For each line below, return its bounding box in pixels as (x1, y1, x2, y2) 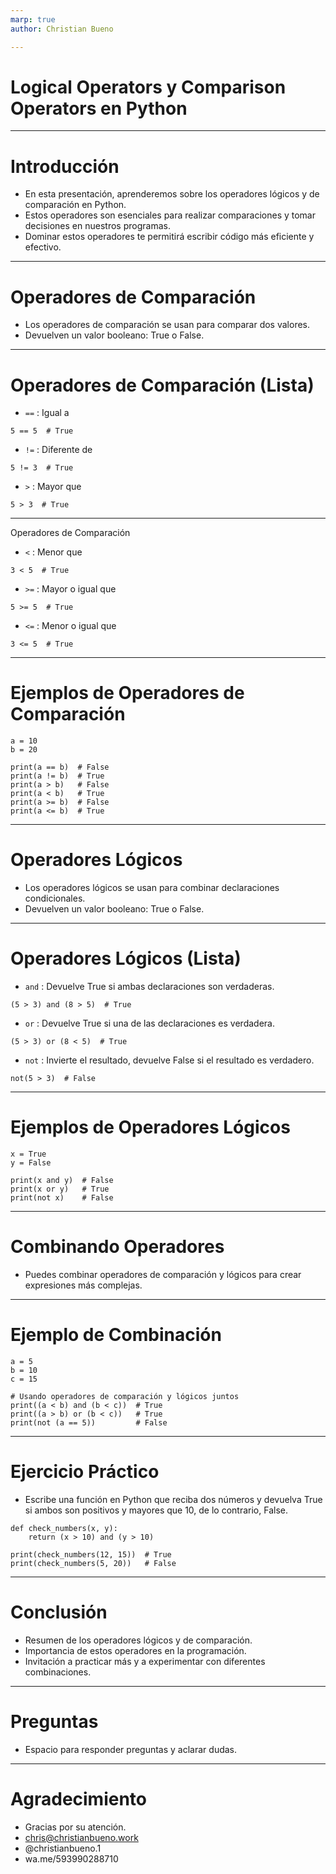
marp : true (10, 14, 56, 25)
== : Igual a (24, 407, 70, 419)
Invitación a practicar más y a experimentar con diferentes (24, 1655, 266, 1667)
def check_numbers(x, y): (10, 1523, 118, 1533)
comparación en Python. (24, 199, 127, 211)
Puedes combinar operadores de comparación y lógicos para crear (24, 1268, 302, 1280)
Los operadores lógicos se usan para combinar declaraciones (24, 882, 280, 894)
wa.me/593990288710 (24, 1852, 119, 1865)
